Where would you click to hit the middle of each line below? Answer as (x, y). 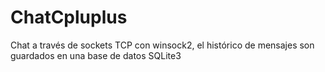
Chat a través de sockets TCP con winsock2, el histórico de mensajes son (162, 45)
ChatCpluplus (69, 17)
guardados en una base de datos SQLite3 (96, 55)
